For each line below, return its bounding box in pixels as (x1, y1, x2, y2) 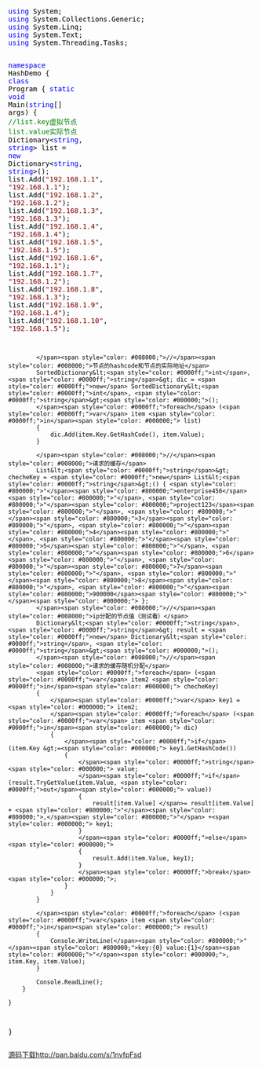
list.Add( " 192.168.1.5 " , (8, 238, 104, 247)
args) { (8, 108, 38, 117)
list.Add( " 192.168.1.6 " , (8, 254, 104, 262)
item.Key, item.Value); (8, 958, 86, 966)
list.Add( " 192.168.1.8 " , (8, 285, 104, 294)
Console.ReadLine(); (36, 978, 104, 986)
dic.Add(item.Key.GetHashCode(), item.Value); (49, 431, 206, 438)
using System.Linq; (8, 23, 83, 31)
